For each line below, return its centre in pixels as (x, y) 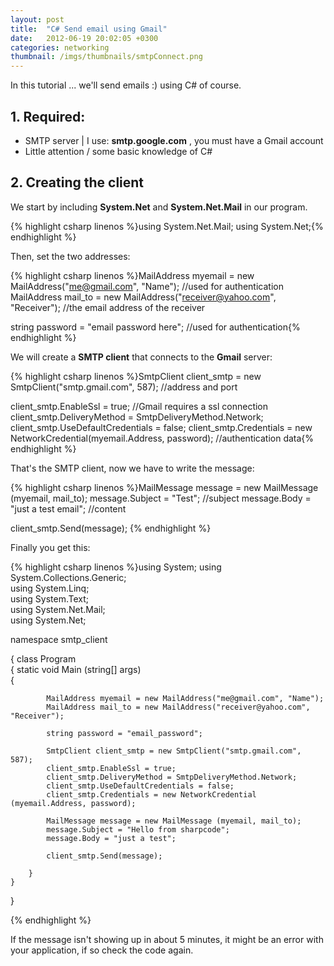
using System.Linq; (50, 588)
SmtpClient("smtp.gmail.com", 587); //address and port (124, 387)
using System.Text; (50, 598)
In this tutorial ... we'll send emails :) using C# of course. (126, 85)
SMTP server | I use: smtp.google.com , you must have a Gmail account (174, 140)
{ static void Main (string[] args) (76, 669)
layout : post (37, 19)
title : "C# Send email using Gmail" (89, 29)
